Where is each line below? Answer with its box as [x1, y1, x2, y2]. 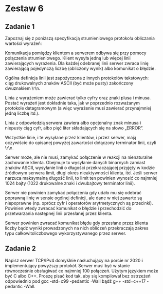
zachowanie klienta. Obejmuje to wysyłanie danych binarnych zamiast [5, 160, 145, 165]
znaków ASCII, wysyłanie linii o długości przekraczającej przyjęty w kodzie [5, 165, 155, 170]
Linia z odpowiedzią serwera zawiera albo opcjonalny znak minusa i [5, 120, 141, 126]
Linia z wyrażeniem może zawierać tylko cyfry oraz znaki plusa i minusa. [5, 95, 151, 101]
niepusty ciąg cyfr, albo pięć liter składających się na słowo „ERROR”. [5, 125, 144, 131]
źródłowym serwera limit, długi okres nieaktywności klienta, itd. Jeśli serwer [5, 170, 158, 176]
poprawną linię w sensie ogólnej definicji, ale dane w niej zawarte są [5, 195, 142, 201]
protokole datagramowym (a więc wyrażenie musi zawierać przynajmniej [5, 105, 151, 111]
